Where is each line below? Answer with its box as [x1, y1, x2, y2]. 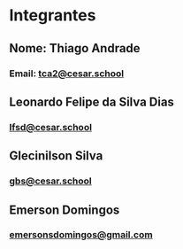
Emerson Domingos [9, 202, 120, 217]
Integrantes [9, 5, 96, 26]
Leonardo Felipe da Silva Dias [9, 94, 175, 109]
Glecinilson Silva [9, 148, 103, 164]
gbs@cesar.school [9, 175, 93, 187]
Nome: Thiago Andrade [9, 41, 141, 56]
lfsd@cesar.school [9, 121, 93, 133]
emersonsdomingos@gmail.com [9, 229, 153, 241]
